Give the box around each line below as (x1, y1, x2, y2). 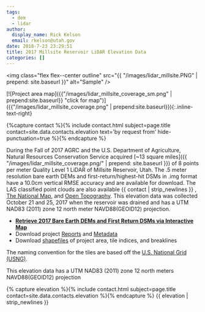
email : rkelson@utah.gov (12, 37, 75, 44)
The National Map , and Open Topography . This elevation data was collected (6, 192, 198, 200)
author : (6, 26, 26, 33)
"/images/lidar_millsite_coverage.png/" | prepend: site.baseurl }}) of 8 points (6, 159, 199, 166)
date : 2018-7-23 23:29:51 (6, 44, 72, 50)
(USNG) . (6, 255, 28, 262)
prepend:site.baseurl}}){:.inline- (113, 103, 193, 111)
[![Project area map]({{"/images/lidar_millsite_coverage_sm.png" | (6, 90, 173, 97)
